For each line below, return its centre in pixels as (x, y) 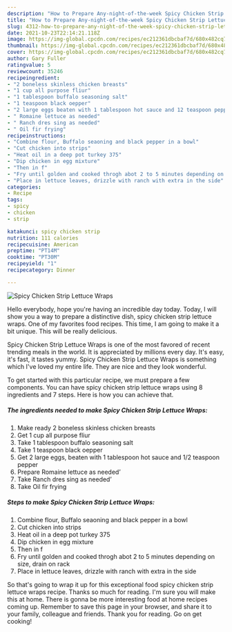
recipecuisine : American (43, 245)
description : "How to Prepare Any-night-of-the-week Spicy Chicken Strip (116, 13)
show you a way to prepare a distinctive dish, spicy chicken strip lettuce (109, 316)
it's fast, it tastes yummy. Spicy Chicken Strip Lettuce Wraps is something (112, 359)
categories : (24, 187)
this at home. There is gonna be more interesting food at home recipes (107, 599)
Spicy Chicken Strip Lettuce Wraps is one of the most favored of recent (109, 344)
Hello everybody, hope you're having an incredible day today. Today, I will (112, 309)
